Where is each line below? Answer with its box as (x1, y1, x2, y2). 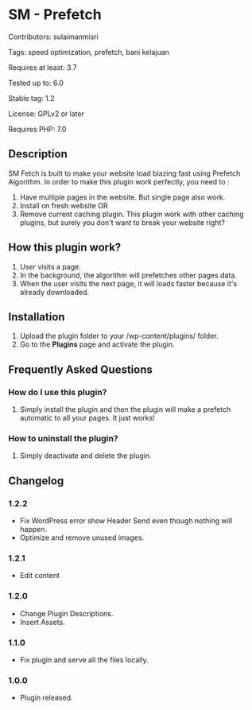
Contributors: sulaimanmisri (8, 32, 99, 41)
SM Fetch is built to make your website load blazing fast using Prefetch (8, 169, 241, 178)
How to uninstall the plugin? (8, 433, 118, 444)
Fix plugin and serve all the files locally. (19, 654, 149, 665)
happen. (19, 525, 48, 534)
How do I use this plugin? (8, 386, 107, 398)
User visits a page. (19, 262, 81, 271)
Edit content (19, 571, 60, 580)
